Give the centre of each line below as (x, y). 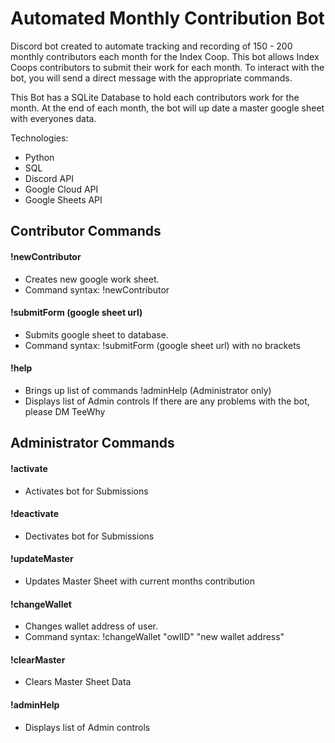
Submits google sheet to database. (96, 334)
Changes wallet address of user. (91, 626)
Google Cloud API (61, 189)
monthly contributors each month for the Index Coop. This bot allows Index (165, 56)
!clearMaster (38, 659)
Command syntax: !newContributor (97, 289)
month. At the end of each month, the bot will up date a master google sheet (167, 108)
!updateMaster (42, 559)
